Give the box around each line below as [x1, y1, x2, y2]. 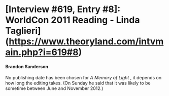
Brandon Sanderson [5, 63, 49, 69]
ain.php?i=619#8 [5, 46, 79, 58]
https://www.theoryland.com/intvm [9, 36, 164, 47]
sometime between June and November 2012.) [5, 85, 104, 91]
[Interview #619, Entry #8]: [5, 4, 121, 15]
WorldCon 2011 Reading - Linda [5, 14, 140, 26]
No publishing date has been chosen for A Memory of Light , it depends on [5, 75, 162, 81]
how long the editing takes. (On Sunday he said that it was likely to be [5, 80, 151, 86]
